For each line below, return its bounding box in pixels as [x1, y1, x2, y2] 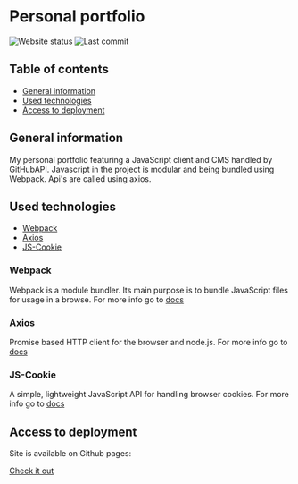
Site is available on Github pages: [9, 448, 132, 459]
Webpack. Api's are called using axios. [9, 173, 152, 184]
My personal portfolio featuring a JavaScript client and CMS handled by [9, 154, 273, 165]
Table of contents [9, 62, 109, 77]
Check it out [9, 465, 54, 476]
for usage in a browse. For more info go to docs [9, 293, 185, 305]
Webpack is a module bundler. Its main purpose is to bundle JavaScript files [9, 284, 288, 295]
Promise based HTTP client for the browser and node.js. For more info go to [9, 336, 288, 347]
